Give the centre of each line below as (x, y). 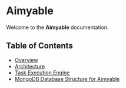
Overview (26, 60)
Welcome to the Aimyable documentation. (57, 27)
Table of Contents (40, 46)
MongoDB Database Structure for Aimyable (67, 79)
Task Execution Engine (42, 73)
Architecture (30, 66)
